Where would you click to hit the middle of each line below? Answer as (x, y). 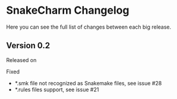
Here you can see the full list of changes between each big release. (89, 27)
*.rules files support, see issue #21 (57, 89)
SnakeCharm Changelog (68, 10)
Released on (21, 60)
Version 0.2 (28, 46)
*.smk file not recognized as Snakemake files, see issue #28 (88, 83)
